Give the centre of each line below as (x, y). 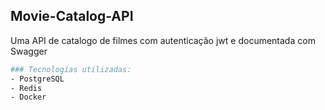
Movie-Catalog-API (72, 16)
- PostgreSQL (37, 79)
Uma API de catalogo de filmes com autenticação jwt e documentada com (163, 40)
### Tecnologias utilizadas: (71, 69)
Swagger (29, 51)
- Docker (28, 97)
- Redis (26, 88)
